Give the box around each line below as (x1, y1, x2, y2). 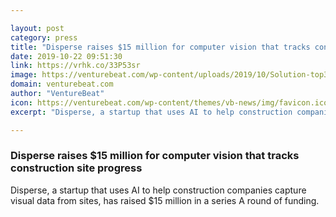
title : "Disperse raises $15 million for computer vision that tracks (10, 42, 311, 52)
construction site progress (10, 161, 143, 175)
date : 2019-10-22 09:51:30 (10, 51, 123, 61)
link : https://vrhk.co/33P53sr (10, 61, 141, 71)
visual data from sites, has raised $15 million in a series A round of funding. (10, 194, 320, 206)
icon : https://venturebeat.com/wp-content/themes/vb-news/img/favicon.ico (10, 97, 329, 108)
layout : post (10, 23, 65, 33)
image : (10, 70, 38, 80)
